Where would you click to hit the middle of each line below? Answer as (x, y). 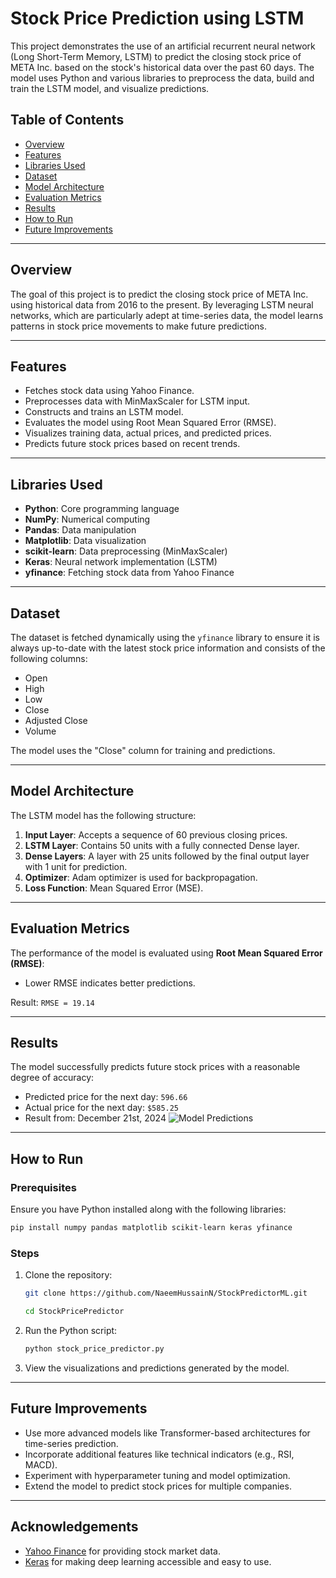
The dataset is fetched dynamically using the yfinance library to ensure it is (165, 637)
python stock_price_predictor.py (94, 1349)
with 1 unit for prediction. (76, 866)
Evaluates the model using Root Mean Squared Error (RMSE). (150, 423)
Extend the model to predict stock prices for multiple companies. (158, 1486)
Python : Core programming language (102, 509)
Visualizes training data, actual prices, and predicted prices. (148, 433)
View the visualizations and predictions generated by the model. (157, 1368)
